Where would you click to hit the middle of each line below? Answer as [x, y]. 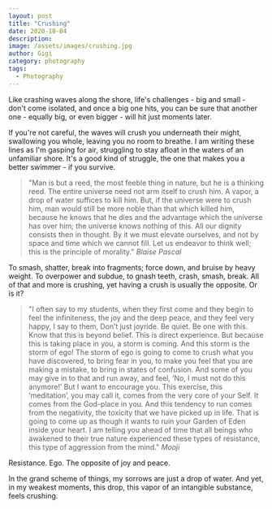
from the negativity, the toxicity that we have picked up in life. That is [144, 412]
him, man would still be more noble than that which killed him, [132, 209]
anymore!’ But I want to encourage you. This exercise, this [125, 386]
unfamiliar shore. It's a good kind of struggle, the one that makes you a [127, 158]
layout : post [30, 16]
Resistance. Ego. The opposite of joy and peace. [89, 463]
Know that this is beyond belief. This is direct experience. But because [146, 334]
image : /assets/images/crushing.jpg [70, 46]
